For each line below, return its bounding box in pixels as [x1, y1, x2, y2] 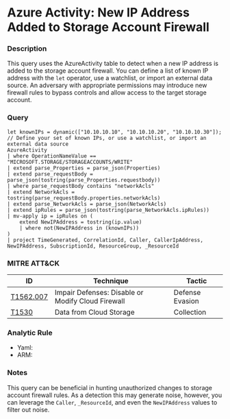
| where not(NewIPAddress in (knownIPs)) [19, 224, 139, 231]
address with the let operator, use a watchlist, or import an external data [7, 74, 213, 82]
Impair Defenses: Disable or [54, 288, 144, 298]
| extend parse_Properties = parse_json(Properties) [7, 165, 161, 171]
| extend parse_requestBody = [7, 170, 94, 178]
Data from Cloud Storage [54, 307, 135, 317]
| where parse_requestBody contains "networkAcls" [7, 182, 155, 189]
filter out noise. [7, 405, 50, 414]
